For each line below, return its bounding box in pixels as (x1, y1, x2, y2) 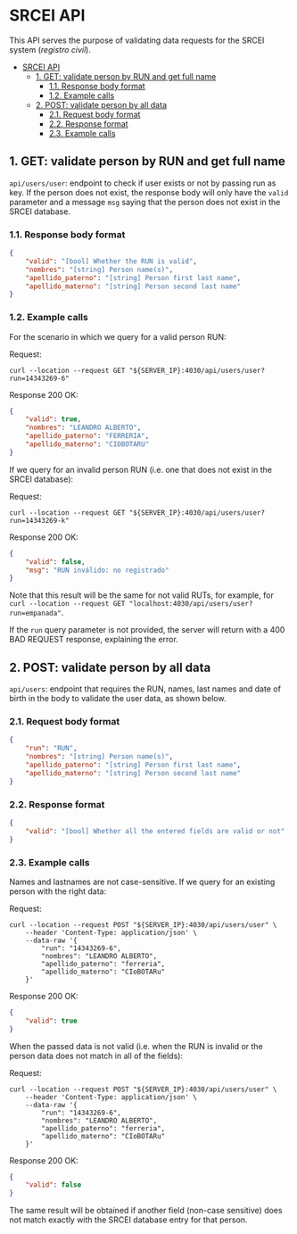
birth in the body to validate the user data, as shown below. (9, 693, 227, 704)
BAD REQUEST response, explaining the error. (9, 634, 178, 645)
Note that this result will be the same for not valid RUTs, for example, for (9, 590, 274, 600)
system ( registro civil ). (9, 44, 92, 54)
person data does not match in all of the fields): (9, 1050, 184, 1061)
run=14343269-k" (9, 516, 70, 525)
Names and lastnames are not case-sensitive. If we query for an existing (9, 876, 276, 887)
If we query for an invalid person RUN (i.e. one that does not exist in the (9, 464, 272, 475)
